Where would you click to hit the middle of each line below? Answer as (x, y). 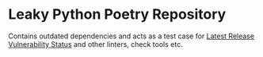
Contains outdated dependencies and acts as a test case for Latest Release (131, 36)
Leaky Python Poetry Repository (117, 14)
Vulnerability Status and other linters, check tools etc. (96, 44)
